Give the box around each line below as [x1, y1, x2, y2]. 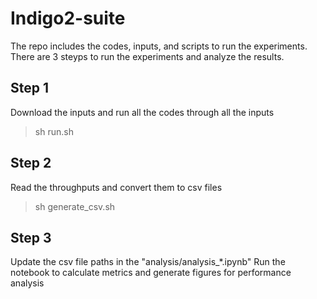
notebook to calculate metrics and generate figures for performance [10, 267, 292, 279]
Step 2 [10, 155, 52, 172]
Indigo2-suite [10, 7, 126, 30]
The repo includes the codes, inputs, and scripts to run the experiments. [10, 40, 308, 52]
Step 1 [10, 80, 50, 97]
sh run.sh [34, 125, 74, 137]
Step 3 [10, 229, 52, 246]
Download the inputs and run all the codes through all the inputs [10, 106, 275, 118]
